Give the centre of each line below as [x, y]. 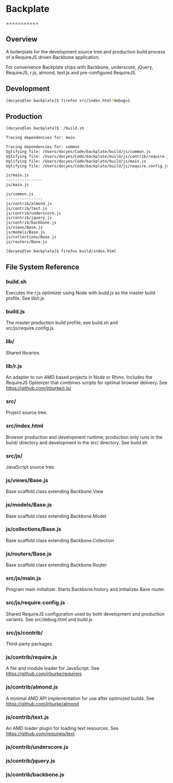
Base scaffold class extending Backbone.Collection [60, 540]
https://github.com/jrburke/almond [42, 703]
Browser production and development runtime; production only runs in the [84, 437]
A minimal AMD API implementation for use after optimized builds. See [80, 698]
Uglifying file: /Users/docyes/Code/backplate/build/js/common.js [78, 151]
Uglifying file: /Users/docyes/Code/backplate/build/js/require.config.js [88, 166]
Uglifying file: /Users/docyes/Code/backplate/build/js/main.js [76, 161]
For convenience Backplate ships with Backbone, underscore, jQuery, [80, 67]
